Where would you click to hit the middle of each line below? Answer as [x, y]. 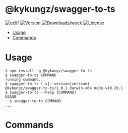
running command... [25, 79]
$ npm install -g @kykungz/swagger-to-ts [49, 71]
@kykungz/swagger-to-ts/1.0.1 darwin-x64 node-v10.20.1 [64, 88]
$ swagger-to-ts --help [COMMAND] [41, 92]
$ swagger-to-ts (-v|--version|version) [48, 84]
